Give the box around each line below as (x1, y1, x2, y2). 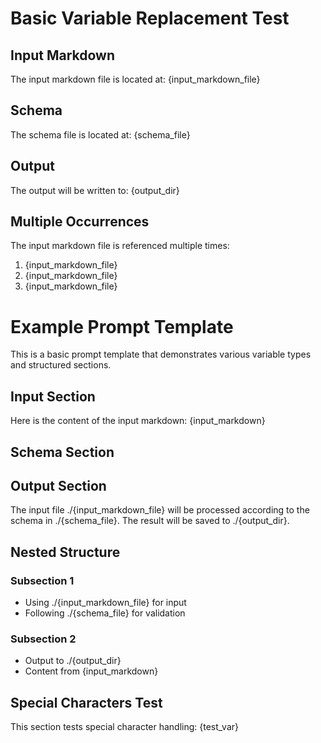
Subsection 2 (10, 632, 77, 646)
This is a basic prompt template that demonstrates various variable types (10, 348, 312, 361)
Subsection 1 (10, 573, 75, 587)
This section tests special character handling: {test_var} (10, 721, 240, 733)
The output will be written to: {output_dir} (10, 184, 180, 196)
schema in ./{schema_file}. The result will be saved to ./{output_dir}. (10, 515, 290, 527)
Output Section (10, 477, 107, 494)
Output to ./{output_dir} (24, 655, 122, 667)
